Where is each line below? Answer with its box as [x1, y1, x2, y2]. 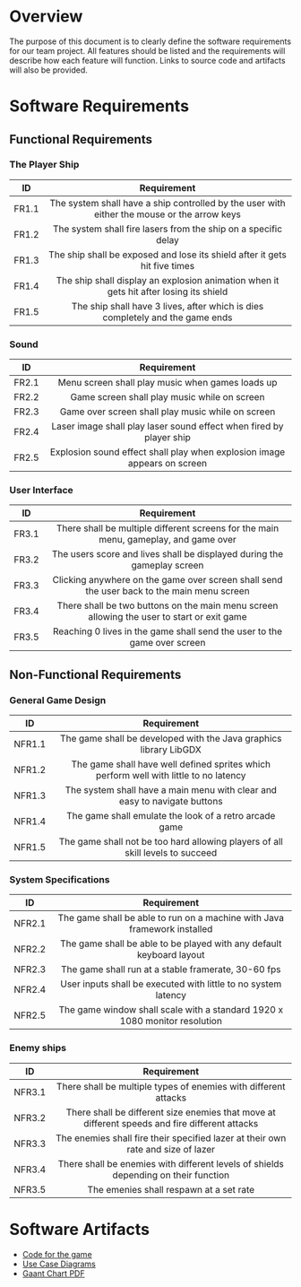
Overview [9, 6, 83, 27]
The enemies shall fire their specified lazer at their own [55, 1132, 287, 1144]
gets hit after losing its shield [107, 285, 228, 298]
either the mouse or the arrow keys [93, 208, 242, 221]
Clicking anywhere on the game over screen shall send [52, 574, 283, 587]
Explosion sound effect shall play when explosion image [49, 446, 286, 458]
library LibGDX [140, 744, 202, 756]
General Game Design [9, 693, 107, 706]
